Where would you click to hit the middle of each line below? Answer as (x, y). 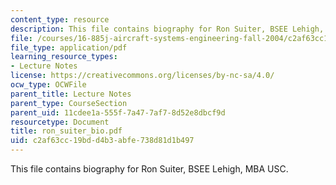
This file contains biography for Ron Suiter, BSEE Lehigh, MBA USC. (149, 169)
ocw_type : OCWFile (48, 85)
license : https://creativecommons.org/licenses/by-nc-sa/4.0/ (142, 76)
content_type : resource (60, 19)
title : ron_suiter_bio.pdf (66, 131)
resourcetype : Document (60, 122)
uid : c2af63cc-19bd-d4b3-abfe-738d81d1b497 (102, 141)
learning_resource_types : (64, 57)
